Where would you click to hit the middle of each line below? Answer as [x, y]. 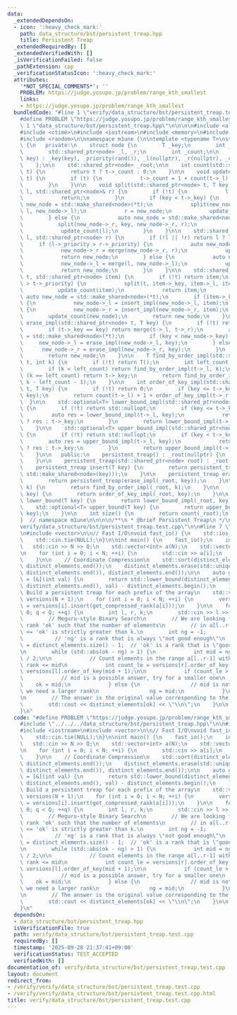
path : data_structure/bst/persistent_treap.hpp [91, 34]
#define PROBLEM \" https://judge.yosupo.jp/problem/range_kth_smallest [127, 119]
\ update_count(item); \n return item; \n [113, 290]
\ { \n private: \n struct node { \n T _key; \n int [123, 146]
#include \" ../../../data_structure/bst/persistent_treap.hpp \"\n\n [123, 724]
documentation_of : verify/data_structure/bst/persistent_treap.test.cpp [116, 967]
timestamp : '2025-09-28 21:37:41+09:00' [74, 948]
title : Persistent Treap [56, 40]
